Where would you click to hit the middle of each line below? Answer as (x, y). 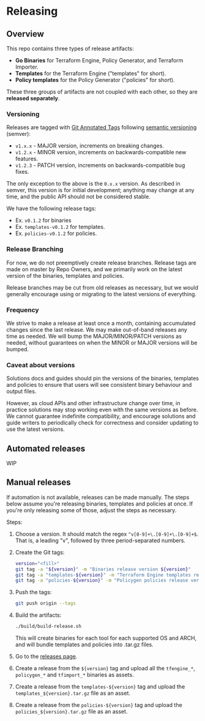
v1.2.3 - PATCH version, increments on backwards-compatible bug (100, 165)
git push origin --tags (46, 603)
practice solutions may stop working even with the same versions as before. (102, 410)
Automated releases (46, 448)
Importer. (27, 67)
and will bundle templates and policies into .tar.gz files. (84, 644)
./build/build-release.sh (48, 626)
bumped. (18, 349)
